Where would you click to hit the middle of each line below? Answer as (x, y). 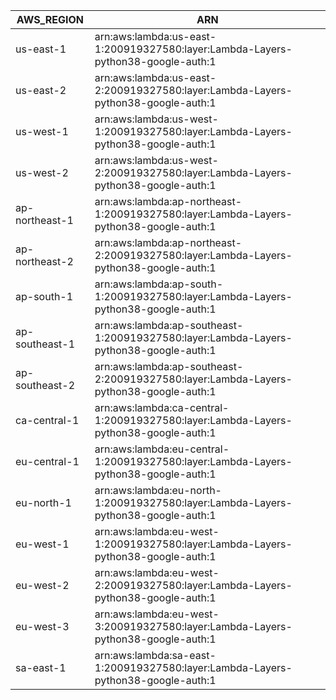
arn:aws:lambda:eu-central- (162, 449)
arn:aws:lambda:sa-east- (155, 655)
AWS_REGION (50, 19)
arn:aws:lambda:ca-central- (162, 407)
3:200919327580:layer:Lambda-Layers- (193, 626)
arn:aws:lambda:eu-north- (158, 490)
